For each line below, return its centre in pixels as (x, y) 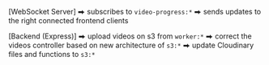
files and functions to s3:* (52, 54)
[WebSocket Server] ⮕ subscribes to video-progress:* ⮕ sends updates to (135, 12)
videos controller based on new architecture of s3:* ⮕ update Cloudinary (131, 45)
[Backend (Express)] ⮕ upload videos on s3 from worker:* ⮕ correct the (130, 36)
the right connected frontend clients (68, 20)
